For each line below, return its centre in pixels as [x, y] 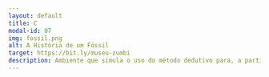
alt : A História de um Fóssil [59, 46]
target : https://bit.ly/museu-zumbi [69, 53]
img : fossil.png [35, 38]
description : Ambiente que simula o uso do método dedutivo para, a [125, 61]
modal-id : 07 [30, 30]
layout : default [35, 16]
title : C [23, 23]
